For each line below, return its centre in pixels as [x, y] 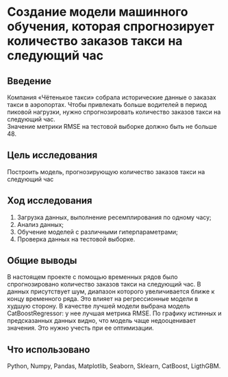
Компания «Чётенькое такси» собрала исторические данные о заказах [112, 97]
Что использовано [49, 349]
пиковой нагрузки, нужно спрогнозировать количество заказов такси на [114, 112]
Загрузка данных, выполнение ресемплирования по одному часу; [114, 217]
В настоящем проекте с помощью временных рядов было [92, 277]
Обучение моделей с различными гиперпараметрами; [97, 232]
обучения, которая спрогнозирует [111, 26]
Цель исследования [52, 155]
